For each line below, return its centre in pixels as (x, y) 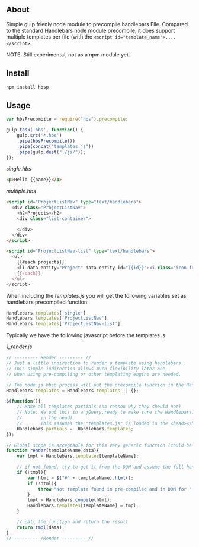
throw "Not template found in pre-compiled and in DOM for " (115, 489)
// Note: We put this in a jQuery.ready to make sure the (90, 413)
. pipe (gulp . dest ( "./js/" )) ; (51, 152)
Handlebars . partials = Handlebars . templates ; (75, 429)
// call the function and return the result (73, 522)
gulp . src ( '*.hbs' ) (39, 136)
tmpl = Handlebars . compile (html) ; (70, 500)
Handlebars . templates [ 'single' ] (46, 313)
